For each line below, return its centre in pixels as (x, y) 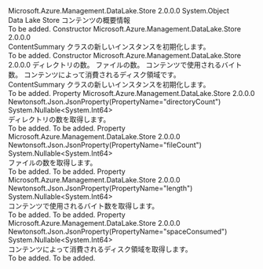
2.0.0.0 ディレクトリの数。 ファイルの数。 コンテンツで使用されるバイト (125, 65)
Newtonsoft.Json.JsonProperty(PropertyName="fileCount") (105, 145)
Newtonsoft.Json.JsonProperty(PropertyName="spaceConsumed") (118, 231)
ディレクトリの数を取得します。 (59, 119)
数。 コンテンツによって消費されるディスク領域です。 (94, 75)
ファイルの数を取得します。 (53, 162)
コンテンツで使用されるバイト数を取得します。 (84, 206)
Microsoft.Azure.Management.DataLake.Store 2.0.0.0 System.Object (119, 11)
